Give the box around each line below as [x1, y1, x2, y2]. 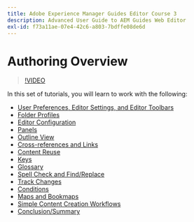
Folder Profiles [17, 111, 60, 119]
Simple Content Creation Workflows [17, 200, 121, 208]
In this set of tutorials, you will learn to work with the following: [7, 90, 188, 98]
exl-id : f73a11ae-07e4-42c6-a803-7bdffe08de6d [7, 23, 146, 30]
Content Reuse [17, 148, 61, 156]
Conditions [17, 185, 49, 193]
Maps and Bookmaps [17, 193, 79, 201]
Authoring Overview [7, 53, 128, 69]
